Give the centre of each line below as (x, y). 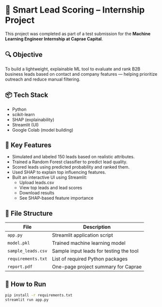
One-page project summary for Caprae (97, 267)
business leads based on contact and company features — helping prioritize (81, 74)
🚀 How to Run (26, 284)
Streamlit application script (82, 235)
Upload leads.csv (37, 183)
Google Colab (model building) (43, 130)
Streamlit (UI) (25, 125)
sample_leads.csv (27, 251)
